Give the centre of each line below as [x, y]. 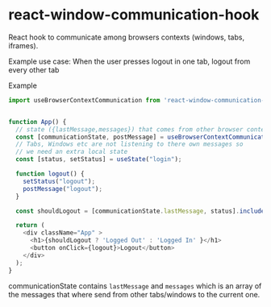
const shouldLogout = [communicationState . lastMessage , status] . [128, 211]
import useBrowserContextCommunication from [84, 100]
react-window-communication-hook [134, 15]
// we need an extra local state [72, 152]
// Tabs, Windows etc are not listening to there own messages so [129, 144]
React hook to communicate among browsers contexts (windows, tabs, [126, 37]
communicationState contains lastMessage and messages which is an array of [135, 286]
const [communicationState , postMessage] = [90, 137]
